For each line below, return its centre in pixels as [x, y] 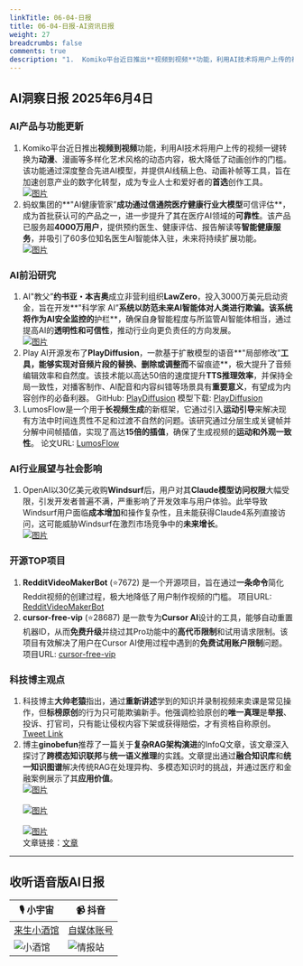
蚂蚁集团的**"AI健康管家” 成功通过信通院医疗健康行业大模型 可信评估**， [156, 204]
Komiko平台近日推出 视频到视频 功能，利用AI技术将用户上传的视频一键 [151, 148]
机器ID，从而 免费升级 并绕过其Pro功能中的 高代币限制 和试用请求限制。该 [155, 631]
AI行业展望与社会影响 [56, 469]
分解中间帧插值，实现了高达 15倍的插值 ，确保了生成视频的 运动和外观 [149, 432]
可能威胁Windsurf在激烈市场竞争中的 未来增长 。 [135, 524]
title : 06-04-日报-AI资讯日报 [62, 26]
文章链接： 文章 [50, 842]
